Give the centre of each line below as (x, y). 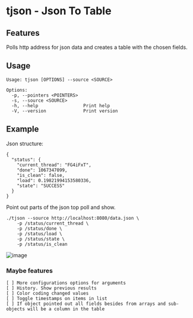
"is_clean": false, (41, 175)
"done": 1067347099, (42, 170)
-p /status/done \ (39, 228)
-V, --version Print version (65, 111)
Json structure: (25, 144)
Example (23, 129)
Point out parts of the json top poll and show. (61, 207)
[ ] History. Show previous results (51, 288)
